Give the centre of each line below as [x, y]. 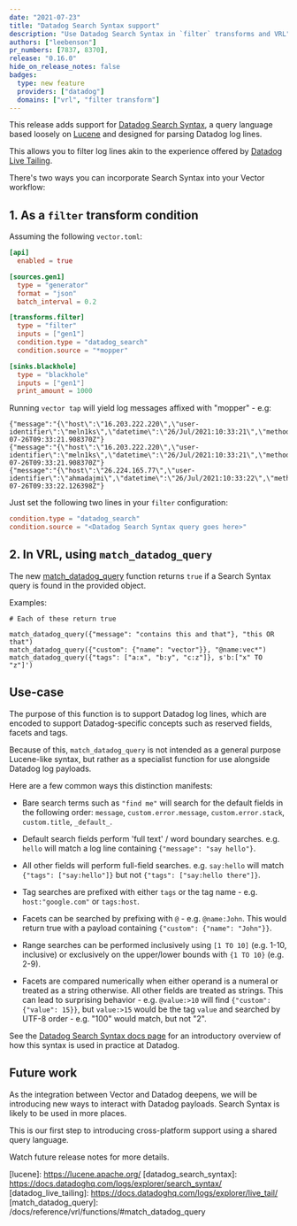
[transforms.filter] [47, 318]
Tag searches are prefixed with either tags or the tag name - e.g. [140, 891]
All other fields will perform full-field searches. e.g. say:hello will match [153, 865]
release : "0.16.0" [43, 58]
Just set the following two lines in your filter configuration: [118, 503]
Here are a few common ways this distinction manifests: [111, 785]
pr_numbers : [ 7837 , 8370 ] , [59, 50]
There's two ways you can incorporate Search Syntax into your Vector [137, 178]
